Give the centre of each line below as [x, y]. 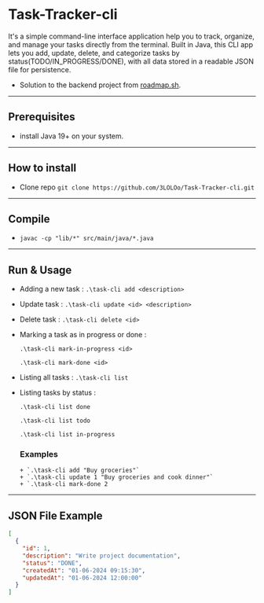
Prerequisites [42, 117]
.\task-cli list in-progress [67, 435]
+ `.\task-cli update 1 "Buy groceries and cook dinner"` [116, 477]
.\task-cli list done [55, 407]
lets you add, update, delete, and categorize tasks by [94, 53]
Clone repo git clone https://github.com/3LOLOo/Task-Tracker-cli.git [137, 187]
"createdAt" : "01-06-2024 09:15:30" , [84, 570]
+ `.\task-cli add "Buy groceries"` [79, 471]
